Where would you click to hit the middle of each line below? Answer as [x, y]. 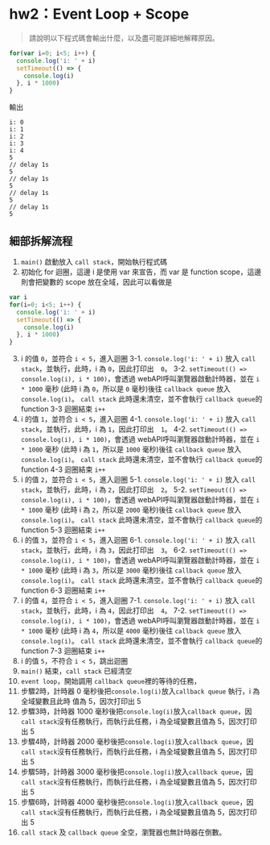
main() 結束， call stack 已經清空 [76, 671]
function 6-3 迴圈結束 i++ [63, 590]
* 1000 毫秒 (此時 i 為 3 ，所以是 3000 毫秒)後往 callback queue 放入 [131, 570]
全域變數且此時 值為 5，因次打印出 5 [81, 701]
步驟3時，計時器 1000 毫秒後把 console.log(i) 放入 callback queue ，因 [136, 711]
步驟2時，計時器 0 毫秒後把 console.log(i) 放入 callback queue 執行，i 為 [140, 691]
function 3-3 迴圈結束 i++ [63, 409]
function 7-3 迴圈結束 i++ [63, 651]
